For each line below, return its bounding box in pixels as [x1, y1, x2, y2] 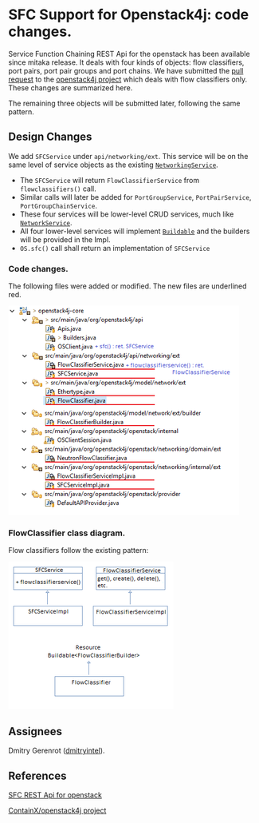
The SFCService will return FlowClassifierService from [19, 175, 200, 185]
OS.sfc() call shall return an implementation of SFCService [19, 243, 210, 252]
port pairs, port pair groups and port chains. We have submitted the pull [8, 66, 244, 75]
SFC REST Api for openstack [8, 789, 102, 800]
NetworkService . [19, 217, 73, 227]
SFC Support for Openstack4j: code [8, 6, 249, 24]
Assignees [8, 725, 62, 738]
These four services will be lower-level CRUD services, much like [19, 209, 234, 219]
